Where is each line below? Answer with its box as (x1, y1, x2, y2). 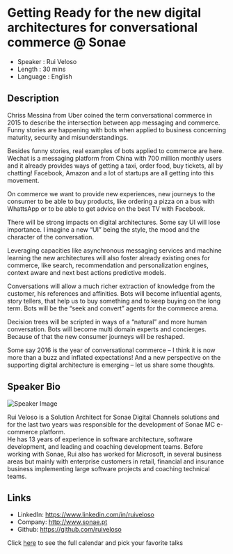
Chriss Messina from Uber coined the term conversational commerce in (7, 111, 212, 119)
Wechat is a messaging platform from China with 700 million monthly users (7, 154, 222, 162)
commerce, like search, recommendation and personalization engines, (7, 261, 209, 269)
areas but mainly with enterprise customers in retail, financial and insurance (7, 457, 225, 466)
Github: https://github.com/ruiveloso (17, 525, 122, 534)
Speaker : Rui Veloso (17, 57, 77, 65)
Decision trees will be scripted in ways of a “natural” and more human (7, 317, 207, 326)
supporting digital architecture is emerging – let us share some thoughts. (7, 361, 216, 369)
